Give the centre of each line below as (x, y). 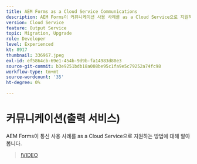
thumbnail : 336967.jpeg (35, 55)
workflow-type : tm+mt (33, 72)
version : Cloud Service (35, 22)
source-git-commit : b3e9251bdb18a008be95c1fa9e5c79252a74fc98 (84, 66)
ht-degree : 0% (23, 83)
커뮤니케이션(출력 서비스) (63, 119)
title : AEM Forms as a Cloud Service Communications (72, 11)
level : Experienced (30, 45)
